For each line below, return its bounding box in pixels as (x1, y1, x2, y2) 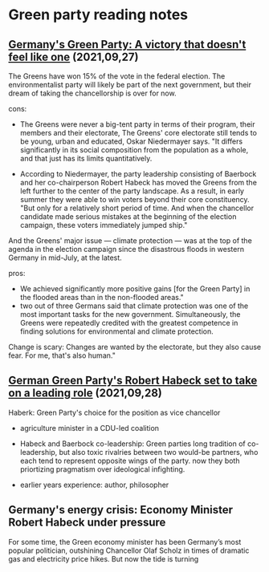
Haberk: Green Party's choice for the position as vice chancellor (8, 408, 221, 417)
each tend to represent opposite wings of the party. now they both (19, 456, 240, 465)
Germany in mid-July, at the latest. (8, 253, 122, 262)
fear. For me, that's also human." (8, 351, 116, 360)
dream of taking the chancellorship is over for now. (8, 88, 177, 98)
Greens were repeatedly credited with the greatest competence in (19, 318, 238, 327)
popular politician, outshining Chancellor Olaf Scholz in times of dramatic (8, 546, 250, 555)
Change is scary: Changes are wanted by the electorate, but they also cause (8, 343, 262, 351)
